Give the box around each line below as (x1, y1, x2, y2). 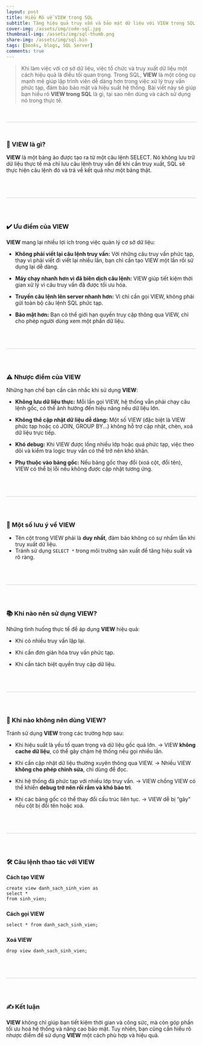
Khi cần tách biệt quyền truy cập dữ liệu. (14, 660, 116, 667)
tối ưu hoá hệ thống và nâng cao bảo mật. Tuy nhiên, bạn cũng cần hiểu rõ (6, 1025, 192, 1032)
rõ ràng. (14, 553, 35, 561)
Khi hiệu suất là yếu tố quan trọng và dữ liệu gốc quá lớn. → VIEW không (14, 742, 196, 748)
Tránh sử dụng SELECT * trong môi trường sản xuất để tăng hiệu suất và (14, 547, 192, 554)
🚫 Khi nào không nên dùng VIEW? (6, 716, 107, 724)
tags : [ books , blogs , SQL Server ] (6, 43, 93, 49)
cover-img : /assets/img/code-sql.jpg (6, 25, 101, 32)
